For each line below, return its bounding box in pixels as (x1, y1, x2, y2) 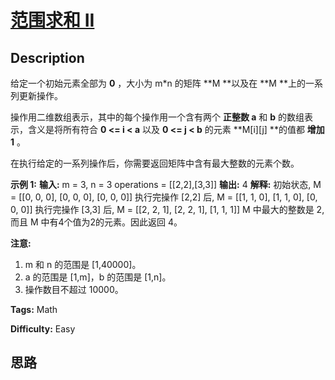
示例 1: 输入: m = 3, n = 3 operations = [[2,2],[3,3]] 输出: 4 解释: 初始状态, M (10, 179, 322, 190)
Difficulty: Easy (10, 323, 76, 335)
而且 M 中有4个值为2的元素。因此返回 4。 (10, 216, 183, 228)
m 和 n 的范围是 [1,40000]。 (24, 259, 142, 270)
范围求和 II (10, 9, 95, 32)
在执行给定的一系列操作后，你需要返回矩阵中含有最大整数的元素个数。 (10, 157, 300, 169)
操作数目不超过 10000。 (24, 284, 124, 295)
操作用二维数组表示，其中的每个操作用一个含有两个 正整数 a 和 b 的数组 (10, 111, 305, 123)
